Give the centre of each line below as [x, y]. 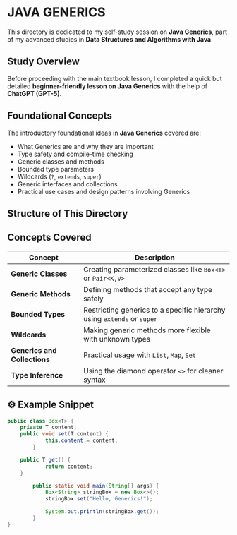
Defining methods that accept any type [148, 289]
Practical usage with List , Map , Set [140, 355]
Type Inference [37, 375]
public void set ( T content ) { [65, 434]
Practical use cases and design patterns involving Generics [104, 191]
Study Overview [43, 62]
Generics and [34, 350]
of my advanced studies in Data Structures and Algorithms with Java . [110, 39]
